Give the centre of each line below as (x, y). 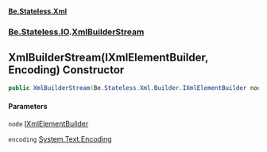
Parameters (28, 106)
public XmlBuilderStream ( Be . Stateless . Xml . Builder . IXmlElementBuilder (128, 88)
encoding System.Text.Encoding (60, 139)
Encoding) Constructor (66, 70)
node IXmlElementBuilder (48, 124)
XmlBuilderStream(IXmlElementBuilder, (108, 57)
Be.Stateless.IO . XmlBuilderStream (76, 32)
